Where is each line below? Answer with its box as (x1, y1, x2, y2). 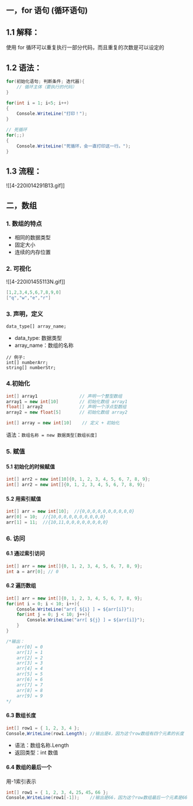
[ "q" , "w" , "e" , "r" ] (6, 295, 51, 301)
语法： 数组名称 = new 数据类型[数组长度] (6, 432, 98, 439)
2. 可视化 (6, 264, 32, 273)
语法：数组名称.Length (14, 742, 69, 749)
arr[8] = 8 (16, 687, 43, 693)
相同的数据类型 (14, 234, 51, 241)
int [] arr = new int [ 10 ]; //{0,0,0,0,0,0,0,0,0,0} (6, 508, 135, 515)
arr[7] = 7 (16, 682, 43, 688)
